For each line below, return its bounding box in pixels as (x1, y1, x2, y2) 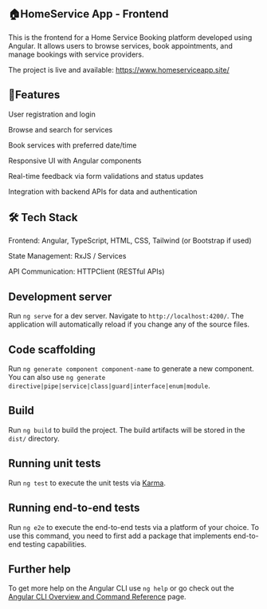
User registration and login (8, 109, 96, 119)
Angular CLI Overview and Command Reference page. (8, 592, 187, 602)
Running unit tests (8, 457, 101, 470)
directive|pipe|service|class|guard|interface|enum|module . (8, 381, 210, 390)
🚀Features (8, 88, 61, 102)
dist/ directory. (8, 433, 60, 443)
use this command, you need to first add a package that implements (8, 531, 232, 540)
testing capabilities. (22, 539, 87, 549)
